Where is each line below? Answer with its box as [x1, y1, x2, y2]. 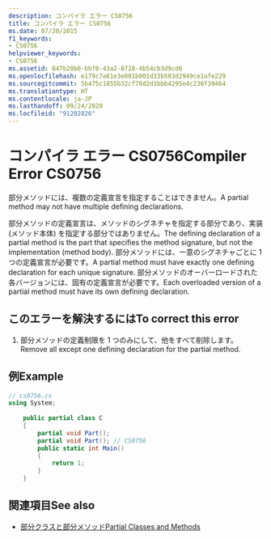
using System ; [8, 399, 57, 407]
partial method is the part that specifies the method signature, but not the [8, 237, 253, 247]
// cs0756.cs [8, 392, 53, 400]
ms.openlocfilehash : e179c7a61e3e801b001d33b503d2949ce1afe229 [8, 72, 227, 80]
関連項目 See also [8, 499, 95, 512]
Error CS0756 [8, 165, 102, 183]
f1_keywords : [8, 34, 53, 43]
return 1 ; [51, 459, 85, 468]
